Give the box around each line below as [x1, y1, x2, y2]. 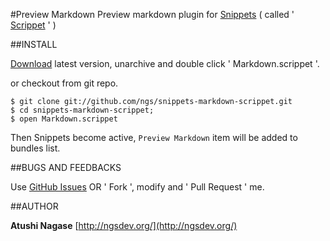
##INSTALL [10, 39, 58, 50]
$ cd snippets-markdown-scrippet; [10, 105, 155, 115]
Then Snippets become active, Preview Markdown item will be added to [10, 132, 298, 143]
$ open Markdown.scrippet [10, 114, 118, 124]
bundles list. [10, 142, 61, 154]
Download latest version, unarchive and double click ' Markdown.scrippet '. [10, 58, 320, 69]
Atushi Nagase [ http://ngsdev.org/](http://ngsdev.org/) [10, 220, 238, 231]
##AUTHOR [10, 200, 59, 212]
